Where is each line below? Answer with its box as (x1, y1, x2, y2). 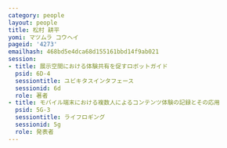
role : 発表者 (15, 128, 54, 135)
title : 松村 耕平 (8, 26, 60, 34)
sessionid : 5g (15, 121, 61, 128)
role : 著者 (15, 92, 49, 99)
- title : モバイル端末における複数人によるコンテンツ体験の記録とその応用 (8, 99, 221, 106)
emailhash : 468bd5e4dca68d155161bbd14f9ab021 (8, 48, 159, 56)
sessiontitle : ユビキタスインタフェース (15, 77, 135, 85)
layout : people (8, 19, 58, 27)
